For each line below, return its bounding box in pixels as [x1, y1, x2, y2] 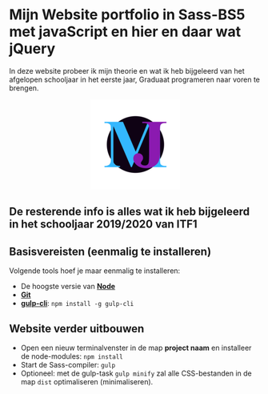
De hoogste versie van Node [20, 282, 115, 291]
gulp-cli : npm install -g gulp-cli [20, 299, 134, 308]
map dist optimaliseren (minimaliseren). [20, 376, 154, 386]
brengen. [9, 82, 39, 93]
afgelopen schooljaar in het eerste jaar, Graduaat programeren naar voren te [9, 74, 261, 84]
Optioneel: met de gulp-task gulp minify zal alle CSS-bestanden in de [20, 368, 252, 378]
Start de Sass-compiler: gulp [20, 360, 116, 369]
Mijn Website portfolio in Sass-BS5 [9, 6, 246, 24]
